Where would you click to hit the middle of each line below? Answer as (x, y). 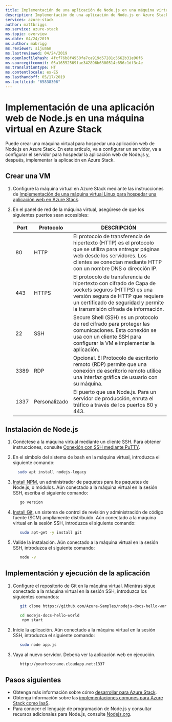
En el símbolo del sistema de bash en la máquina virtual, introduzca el (86, 457)
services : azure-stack (29, 20)
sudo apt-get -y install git (51, 533)
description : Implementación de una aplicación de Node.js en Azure (80, 15)
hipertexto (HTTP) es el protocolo (114, 242)
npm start (33, 620)
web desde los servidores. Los (110, 255)
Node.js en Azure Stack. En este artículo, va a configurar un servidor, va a (83, 149)
